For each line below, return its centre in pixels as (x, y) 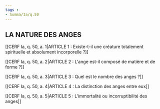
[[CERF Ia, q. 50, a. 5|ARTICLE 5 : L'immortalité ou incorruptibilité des (76, 96)
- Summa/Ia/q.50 (22, 14)
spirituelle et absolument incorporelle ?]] (47, 52)
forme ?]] (15, 67)
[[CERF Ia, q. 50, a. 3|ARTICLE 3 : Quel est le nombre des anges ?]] (74, 77)
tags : (12, 10)
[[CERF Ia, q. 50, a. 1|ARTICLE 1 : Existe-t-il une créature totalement (74, 47)
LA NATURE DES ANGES (43, 35)
